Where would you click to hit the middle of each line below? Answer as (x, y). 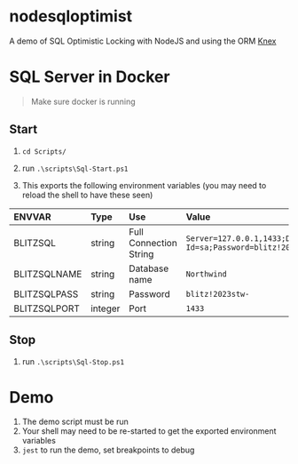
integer (105, 308)
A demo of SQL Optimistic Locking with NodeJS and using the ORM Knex (143, 41)
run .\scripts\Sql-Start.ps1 (75, 168)
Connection (153, 243)
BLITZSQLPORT (47, 308)
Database (149, 268)
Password (149, 293)
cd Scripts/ (44, 152)
